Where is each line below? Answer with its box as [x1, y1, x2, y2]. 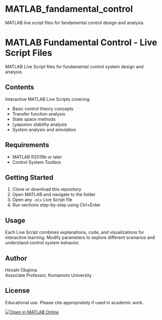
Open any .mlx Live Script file [12, 197, 72, 203]
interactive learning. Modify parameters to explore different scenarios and [5, 234, 155, 240]
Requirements [5, 141, 49, 149]
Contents [5, 83, 34, 91]
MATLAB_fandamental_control [5, 3, 133, 15]
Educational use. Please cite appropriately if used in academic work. [5, 299, 144, 305]
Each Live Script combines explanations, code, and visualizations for [5, 230, 144, 235]
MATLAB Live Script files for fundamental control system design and [5, 63, 144, 69]
